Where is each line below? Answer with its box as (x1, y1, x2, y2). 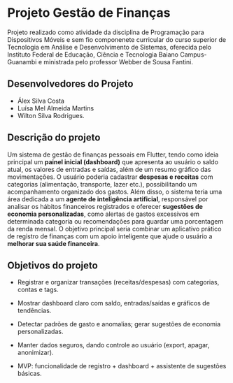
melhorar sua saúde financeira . (7, 239, 100, 247)
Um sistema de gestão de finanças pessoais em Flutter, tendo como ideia (7, 150, 219, 159)
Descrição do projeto (7, 131, 101, 144)
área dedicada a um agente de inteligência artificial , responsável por (7, 194, 209, 203)
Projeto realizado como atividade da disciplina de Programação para (7, 28, 204, 36)
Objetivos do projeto (7, 259, 98, 271)
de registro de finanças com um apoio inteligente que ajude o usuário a (7, 232, 213, 240)
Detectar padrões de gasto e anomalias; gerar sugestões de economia (17, 320, 221, 328)
